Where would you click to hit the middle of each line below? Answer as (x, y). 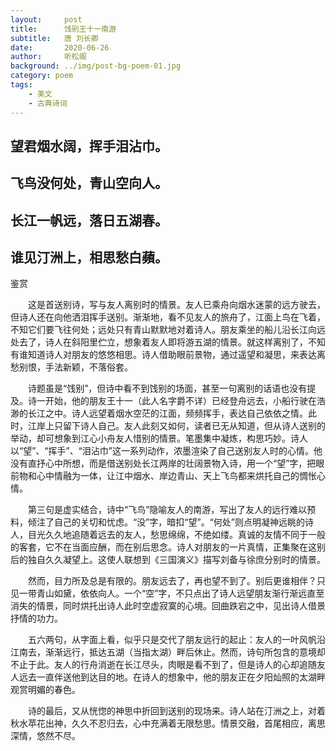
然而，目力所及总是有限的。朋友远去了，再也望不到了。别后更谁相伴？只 (176, 581)
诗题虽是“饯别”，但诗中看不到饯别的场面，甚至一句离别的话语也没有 (167, 388)
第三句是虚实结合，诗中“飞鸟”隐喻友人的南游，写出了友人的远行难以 (167, 510)
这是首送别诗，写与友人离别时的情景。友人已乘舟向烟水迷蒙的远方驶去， (176, 305)
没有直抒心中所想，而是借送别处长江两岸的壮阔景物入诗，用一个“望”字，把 (163, 463)
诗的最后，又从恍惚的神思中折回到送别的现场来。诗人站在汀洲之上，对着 (176, 711)
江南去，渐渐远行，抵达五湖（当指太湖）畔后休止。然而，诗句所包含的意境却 (168, 652)
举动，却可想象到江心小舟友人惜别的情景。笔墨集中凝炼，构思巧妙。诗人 (159, 438)
